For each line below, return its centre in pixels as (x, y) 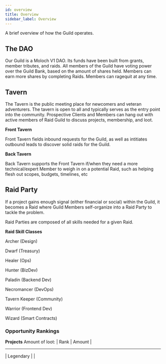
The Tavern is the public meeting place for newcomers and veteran (73, 104)
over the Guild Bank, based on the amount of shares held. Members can (78, 71)
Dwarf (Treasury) (23, 251)
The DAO (19, 48)
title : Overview (22, 14)
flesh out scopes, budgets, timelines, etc (46, 174)
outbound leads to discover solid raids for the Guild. (58, 144)
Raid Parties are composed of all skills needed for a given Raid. (69, 222)
